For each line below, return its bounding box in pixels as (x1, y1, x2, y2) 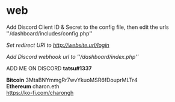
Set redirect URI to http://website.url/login (6, 41, 109, 49)
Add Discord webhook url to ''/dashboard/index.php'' (6, 53, 139, 60)
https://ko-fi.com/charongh (6, 89, 74, 96)
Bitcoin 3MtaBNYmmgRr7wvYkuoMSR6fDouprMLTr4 (6, 76, 138, 83)
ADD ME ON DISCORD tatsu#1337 (6, 64, 92, 72)
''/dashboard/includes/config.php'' (6, 29, 93, 37)
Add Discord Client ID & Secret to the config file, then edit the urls (6, 23, 170, 31)
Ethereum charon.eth (6, 82, 60, 90)
